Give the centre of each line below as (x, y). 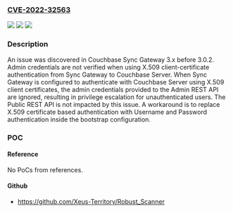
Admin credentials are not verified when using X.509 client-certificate (108, 67)
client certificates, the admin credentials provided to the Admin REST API (113, 89)
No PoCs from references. (45, 169)
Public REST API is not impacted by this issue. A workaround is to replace (114, 104)
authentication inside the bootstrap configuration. (79, 119)
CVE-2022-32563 (39, 10)
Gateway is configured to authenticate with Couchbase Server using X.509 (116, 82)
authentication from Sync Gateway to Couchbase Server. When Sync (107, 75)
